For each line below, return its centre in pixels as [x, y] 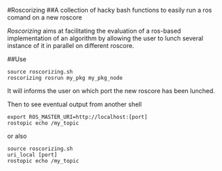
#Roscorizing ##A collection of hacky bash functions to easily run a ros [110, 10]
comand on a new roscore [45, 17]
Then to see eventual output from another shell [74, 104]
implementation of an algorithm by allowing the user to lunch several [105, 38]
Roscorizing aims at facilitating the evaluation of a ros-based [94, 31]
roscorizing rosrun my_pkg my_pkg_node [65, 78]
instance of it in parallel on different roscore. [71, 46]
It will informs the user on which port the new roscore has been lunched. [111, 91]
